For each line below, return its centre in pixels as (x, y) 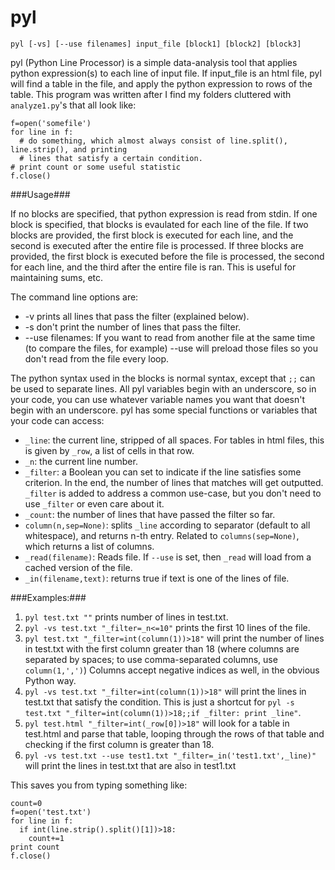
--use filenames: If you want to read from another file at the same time (170, 337)
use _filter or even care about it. (94, 503)
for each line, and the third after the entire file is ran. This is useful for (153, 267)
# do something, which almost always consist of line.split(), (153, 141)
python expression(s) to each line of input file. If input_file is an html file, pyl (166, 73)
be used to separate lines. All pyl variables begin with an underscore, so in (163, 388)
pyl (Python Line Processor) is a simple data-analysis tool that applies (154, 62)
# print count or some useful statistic (96, 167)
